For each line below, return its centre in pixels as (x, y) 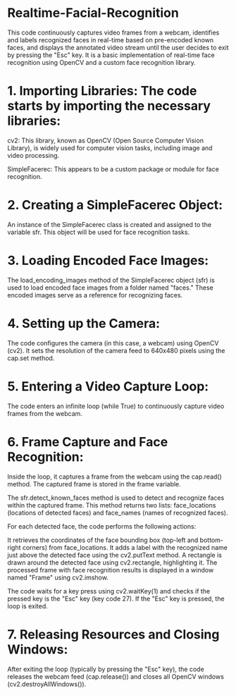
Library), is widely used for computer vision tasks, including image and (110, 148)
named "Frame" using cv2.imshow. (58, 577)
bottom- (212, 540)
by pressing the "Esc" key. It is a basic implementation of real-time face (111, 55)
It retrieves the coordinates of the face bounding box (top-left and (103, 540)
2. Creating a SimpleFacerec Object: (115, 205)
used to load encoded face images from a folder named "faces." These (110, 288)
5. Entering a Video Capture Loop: (108, 386)
